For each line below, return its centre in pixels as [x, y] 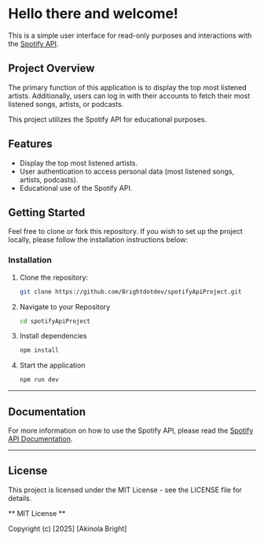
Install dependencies [53, 336]
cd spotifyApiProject [55, 321]
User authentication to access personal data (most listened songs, [127, 171]
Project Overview [51, 69]
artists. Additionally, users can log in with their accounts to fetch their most [129, 96]
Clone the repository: [54, 277]
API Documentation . [40, 439]
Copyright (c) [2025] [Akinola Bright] [68, 528]
